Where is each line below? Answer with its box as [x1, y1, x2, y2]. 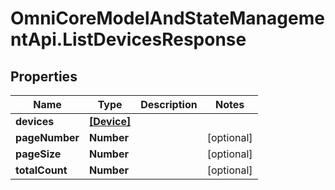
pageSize [15, 147, 62, 161]
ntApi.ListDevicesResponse [10, 28, 247, 51]
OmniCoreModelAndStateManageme [10, 7, 325, 30]
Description [140, 98, 198, 111]
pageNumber [15, 131, 80, 144]
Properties [10, 68, 78, 85]
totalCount [15, 163, 68, 177]
